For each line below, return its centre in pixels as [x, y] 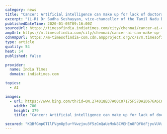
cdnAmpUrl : [16, 38]
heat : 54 [14, 51]
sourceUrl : [16, 28]
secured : [14, 124]
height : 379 [26, 110]
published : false [23, 56]
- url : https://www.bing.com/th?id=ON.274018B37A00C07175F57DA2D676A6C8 [86, 101]
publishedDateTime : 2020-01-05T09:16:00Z [49, 24]
